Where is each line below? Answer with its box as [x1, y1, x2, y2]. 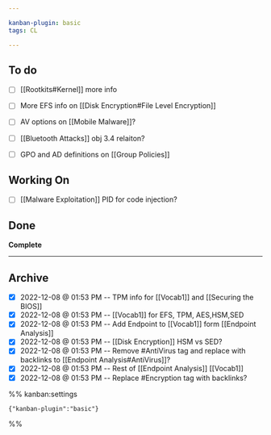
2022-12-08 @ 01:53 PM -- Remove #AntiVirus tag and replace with [19, 346, 246, 356]
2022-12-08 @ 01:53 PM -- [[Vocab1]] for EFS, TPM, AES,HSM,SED [19, 310, 244, 320]
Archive [8, 271, 49, 285]
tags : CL [8, 26, 38, 35]
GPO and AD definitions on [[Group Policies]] [19, 149, 170, 159]
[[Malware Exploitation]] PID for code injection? [19, 194, 177, 204]
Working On [8, 174, 70, 187]
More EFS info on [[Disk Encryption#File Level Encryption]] [19, 101, 216, 111]
